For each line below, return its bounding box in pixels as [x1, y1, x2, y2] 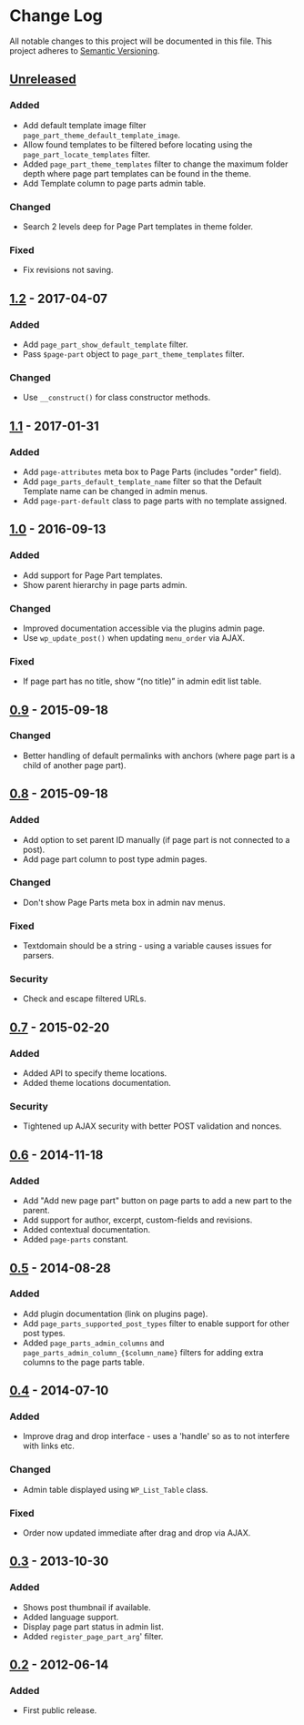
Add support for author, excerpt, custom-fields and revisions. [22, 1214, 253, 1225]
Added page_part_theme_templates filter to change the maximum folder [22, 158, 289, 169]
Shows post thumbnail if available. [22, 1601, 152, 1612]
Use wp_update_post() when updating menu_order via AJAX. [22, 632, 246, 643]
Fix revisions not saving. [22, 265, 114, 276]
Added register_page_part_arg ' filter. [22, 1630, 164, 1641]
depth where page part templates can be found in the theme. [22, 167, 252, 178]
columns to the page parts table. [22, 1356, 146, 1367]
